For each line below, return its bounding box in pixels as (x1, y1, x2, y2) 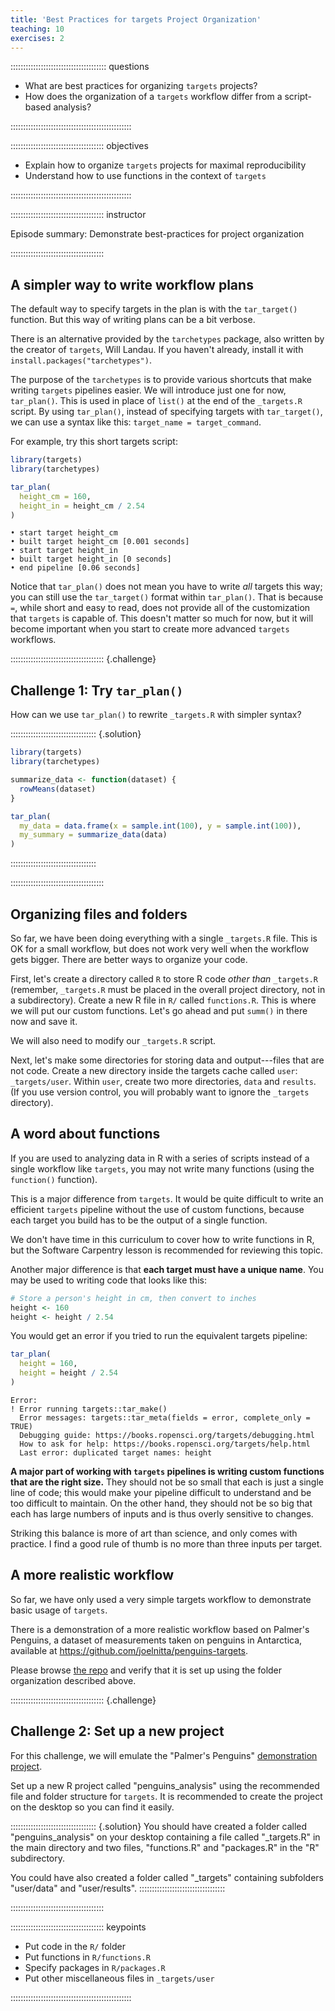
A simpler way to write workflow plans (10, 276, 254, 293)
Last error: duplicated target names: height (19, 1447, 213, 1458)
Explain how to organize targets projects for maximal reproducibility (24, 159, 307, 171)
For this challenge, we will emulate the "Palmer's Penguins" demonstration (10, 1749, 318, 1761)
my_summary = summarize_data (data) (19, 830, 168, 840)
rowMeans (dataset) (19, 784, 97, 794)
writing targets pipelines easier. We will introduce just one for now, (10, 384, 287, 396)
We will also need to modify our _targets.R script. (10, 1034, 216, 1046)
